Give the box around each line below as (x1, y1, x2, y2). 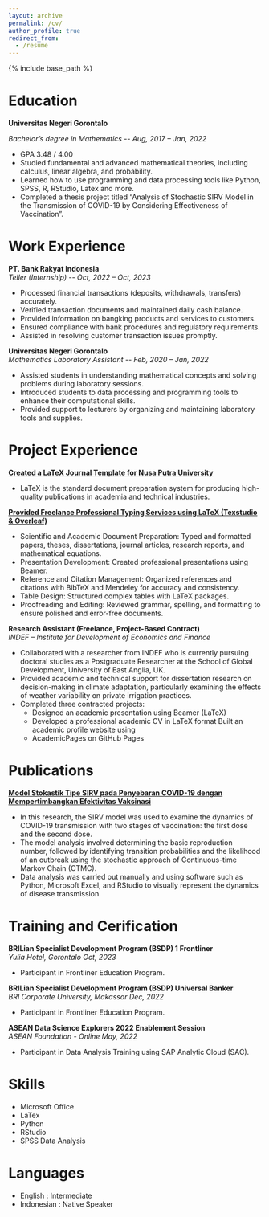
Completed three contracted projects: (19, 699, 145, 709)
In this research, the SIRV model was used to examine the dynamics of (19, 812, 254, 822)
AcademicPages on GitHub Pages (31, 733, 145, 743)
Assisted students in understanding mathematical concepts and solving (19, 370, 257, 380)
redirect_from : (8, 34, 59, 43)
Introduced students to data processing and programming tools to (19, 387, 238, 397)
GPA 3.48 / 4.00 (19, 149, 74, 159)
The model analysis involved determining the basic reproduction (19, 837, 233, 847)
